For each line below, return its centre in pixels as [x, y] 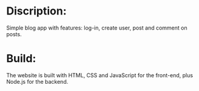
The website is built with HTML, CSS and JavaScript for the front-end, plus [99, 75]
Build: [21, 59]
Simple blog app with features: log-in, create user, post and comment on [97, 28]
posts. [14, 34]
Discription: [36, 11]
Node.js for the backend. [37, 81]
